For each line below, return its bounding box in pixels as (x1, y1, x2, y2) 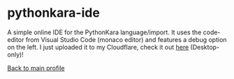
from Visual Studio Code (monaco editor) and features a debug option (25, 35, 227, 43)
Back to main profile (7, 64, 65, 72)
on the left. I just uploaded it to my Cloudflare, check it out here (7, 43, 189, 51)
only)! (7, 50, 24, 59)
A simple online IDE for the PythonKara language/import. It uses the (7, 28, 202, 36)
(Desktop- (190, 43, 220, 51)
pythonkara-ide (7, 5, 100, 21)
